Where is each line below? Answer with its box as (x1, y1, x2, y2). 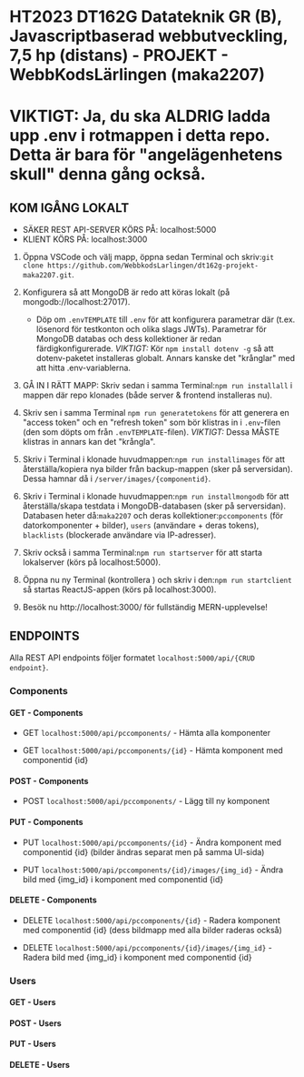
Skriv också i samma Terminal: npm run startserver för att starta (22, 548, 263, 559)
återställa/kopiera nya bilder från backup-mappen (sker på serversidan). (22, 464, 293, 475)
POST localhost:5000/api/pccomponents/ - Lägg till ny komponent (22, 796, 270, 807)
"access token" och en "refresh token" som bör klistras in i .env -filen (22, 417, 281, 428)
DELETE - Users (9, 1060, 71, 1071)
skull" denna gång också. (9, 164, 206, 185)
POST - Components (9, 775, 89, 786)
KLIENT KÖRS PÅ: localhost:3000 (22, 234, 148, 245)
